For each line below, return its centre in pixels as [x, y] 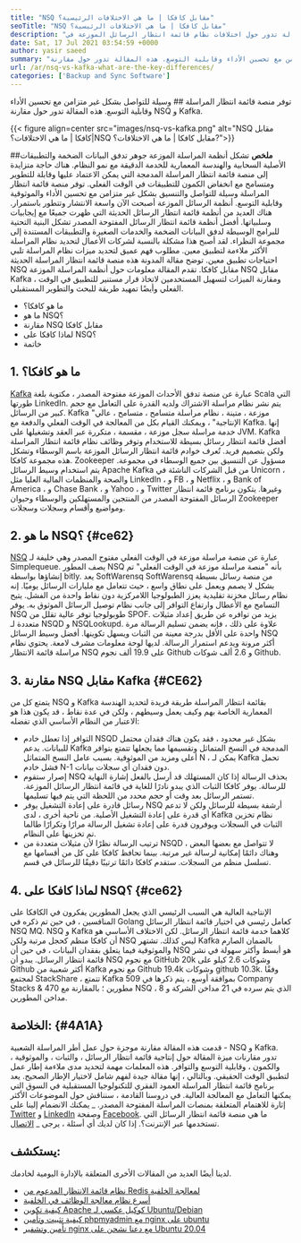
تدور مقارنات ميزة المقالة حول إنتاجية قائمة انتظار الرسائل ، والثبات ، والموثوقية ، [144, 1057]
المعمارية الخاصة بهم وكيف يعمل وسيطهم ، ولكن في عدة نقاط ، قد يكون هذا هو [142, 712]
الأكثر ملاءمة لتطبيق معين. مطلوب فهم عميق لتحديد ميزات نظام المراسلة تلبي [139, 250]
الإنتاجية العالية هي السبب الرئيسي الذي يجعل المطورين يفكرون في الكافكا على [141, 912]
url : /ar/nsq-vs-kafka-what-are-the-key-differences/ [113, 68]
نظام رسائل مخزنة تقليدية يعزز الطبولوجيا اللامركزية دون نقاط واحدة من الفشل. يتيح [149, 596]
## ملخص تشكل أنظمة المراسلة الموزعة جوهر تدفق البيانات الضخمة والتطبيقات [142, 155]
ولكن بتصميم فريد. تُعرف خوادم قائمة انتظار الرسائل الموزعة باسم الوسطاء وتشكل [147, 450]
